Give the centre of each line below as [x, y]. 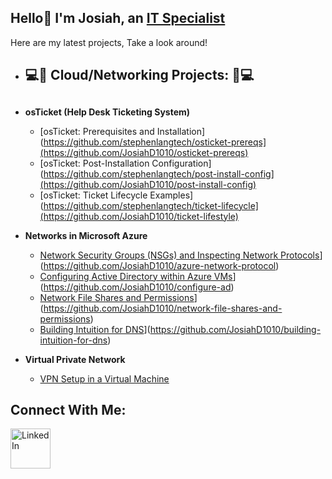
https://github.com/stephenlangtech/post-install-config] [159, 173]
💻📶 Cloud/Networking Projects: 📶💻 [139, 75]
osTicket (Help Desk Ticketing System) [107, 112]
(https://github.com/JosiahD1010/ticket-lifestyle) [139, 216]
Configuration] [181, 163]
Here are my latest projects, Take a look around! [109, 42]
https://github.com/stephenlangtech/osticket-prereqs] [155, 142]
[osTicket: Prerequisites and [97, 131]
